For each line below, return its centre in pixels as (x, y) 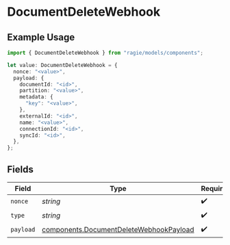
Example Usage (41, 37)
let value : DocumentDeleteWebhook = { (62, 65)
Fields (21, 169)
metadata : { (36, 97)
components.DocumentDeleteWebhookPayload (118, 230)
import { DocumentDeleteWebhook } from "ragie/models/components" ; (105, 53)
